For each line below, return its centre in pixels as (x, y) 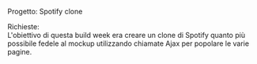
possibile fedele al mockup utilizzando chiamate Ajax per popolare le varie (128, 43)
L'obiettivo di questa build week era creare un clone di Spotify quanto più (127, 35)
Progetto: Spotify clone (45, 11)
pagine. (20, 52)
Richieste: (24, 26)
